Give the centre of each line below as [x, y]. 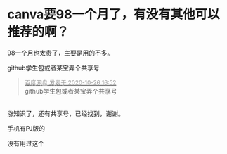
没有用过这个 [26, 143]
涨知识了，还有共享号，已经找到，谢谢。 [66, 113]
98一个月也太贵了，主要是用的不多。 [60, 53]
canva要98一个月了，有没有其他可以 [113, 14]
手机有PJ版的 [26, 128]
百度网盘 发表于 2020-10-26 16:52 [70, 82]
